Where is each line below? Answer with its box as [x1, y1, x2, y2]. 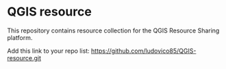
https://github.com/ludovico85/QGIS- [91, 47, 197, 55]
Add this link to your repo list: [7, 47, 90, 55]
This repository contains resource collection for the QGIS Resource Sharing [7, 26, 220, 34]
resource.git [7, 53, 42, 62]
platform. [7, 33, 33, 41]
